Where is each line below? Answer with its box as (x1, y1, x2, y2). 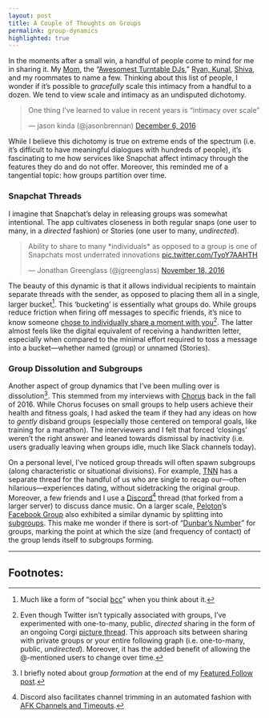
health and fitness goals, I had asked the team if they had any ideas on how (8, 407, 258, 417)
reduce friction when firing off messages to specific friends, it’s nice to (8, 307, 242, 317)
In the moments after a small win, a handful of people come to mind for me (8, 56, 255, 66)
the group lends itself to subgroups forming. (8, 535, 154, 545)
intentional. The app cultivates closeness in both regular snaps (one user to (8, 217, 257, 227)
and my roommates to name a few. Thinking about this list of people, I (8, 73, 239, 82)
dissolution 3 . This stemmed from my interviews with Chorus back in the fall (8, 390, 256, 400)
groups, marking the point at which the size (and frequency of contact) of (8, 527, 251, 536)
